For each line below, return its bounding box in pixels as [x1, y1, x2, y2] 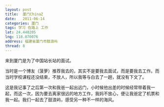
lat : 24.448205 [5, 30, 36, 35]
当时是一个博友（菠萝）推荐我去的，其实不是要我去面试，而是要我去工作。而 [5, 68, 160, 74]
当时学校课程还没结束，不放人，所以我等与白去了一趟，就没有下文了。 [5, 74, 147, 80]
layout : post [5, 7, 32, 12]
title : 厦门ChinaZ [5, 12, 44, 17]
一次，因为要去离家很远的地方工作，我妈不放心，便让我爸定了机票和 [22, 90, 160, 96]
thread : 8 [5, 43, 25, 48]
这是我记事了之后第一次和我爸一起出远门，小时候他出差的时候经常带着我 [5, 84, 151, 90]
